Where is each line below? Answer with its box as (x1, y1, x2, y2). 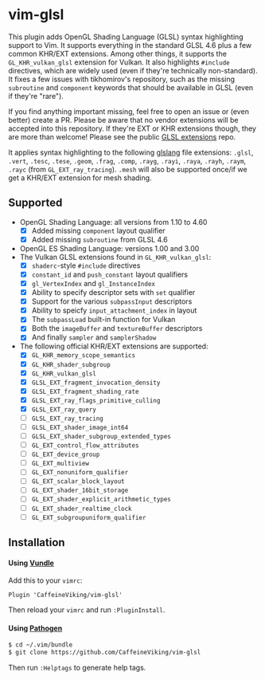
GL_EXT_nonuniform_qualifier (31, 469, 129, 477)
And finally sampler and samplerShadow (31, 332, 157, 342)
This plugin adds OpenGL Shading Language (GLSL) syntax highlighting (8, 32, 244, 41)
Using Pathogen (8, 623, 63, 633)
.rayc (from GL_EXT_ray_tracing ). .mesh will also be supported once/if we (8, 164, 248, 174)
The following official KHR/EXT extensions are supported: (19, 341, 208, 352)
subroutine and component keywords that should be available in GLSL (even (8, 82, 254, 92)
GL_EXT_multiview (31, 460, 90, 468)
